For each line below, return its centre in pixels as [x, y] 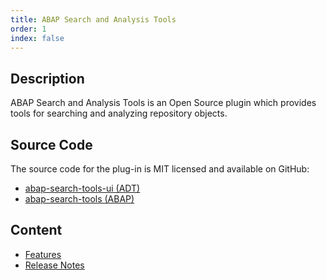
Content [36, 230]
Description [47, 78]
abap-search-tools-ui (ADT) [82, 188]
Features [43, 254]
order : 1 [28, 29]
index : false [37, 38]
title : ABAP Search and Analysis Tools [93, 19]
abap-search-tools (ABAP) [79, 199]
